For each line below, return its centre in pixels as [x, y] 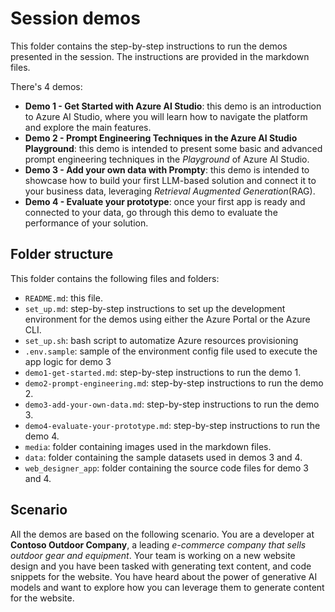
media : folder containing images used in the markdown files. [148, 446]
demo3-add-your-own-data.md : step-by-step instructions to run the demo [172, 404]
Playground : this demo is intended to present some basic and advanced [173, 148]
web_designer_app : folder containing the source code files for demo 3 [166, 468]
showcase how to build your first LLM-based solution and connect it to [170, 180]
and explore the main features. [88, 127]
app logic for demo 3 [68, 361]
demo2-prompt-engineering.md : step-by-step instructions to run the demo [174, 383]
